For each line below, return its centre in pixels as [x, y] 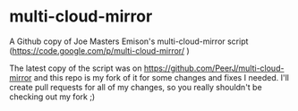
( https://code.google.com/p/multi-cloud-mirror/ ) [99, 50]
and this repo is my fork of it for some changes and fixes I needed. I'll [161, 77]
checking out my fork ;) [52, 97]
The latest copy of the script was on [76, 68]
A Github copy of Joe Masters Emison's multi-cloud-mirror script [129, 41]
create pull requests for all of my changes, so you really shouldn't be [136, 87]
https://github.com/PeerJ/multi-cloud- [214, 68]
